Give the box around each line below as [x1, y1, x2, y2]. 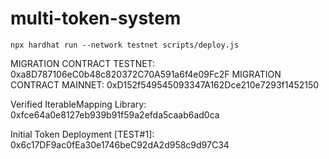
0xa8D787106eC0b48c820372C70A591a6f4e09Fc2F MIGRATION [10, 68, 282, 80]
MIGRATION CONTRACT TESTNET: [10, 57, 156, 69]
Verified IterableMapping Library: [10, 98, 147, 110]
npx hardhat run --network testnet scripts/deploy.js [10, 40, 240, 50]
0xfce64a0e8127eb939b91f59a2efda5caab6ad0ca [10, 108, 220, 121]
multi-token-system [10, 7, 182, 30]
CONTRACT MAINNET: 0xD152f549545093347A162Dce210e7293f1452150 [10, 78, 320, 91]
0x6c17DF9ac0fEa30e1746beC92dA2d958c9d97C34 [10, 138, 230, 151]
